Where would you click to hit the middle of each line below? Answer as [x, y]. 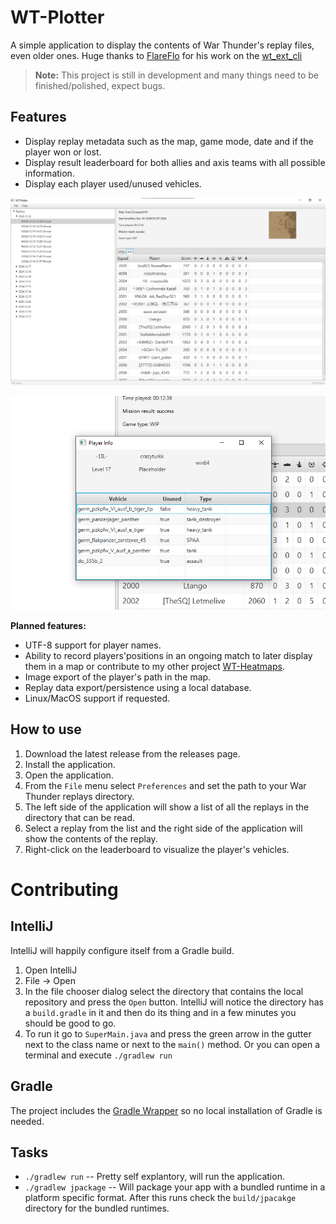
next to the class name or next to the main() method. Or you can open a [172, 1044]
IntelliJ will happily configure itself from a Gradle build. [122, 950]
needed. [27, 1121]
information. [49, 173]
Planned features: [48, 626]
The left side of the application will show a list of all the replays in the [167, 807]
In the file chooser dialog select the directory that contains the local [164, 991]
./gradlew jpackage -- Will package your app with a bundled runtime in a [175, 1187]
